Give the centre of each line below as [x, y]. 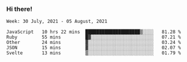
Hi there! [19, 9]
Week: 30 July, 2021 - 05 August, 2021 [57, 22]
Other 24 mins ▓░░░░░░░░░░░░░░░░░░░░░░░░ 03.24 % [94, 43]
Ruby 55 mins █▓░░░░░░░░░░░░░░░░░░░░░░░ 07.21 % [94, 37]
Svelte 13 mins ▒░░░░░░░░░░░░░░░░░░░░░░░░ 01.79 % [94, 53]
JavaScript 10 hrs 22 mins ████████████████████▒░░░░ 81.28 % [94, 32]
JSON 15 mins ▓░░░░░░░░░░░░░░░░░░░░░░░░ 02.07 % [94, 48]
